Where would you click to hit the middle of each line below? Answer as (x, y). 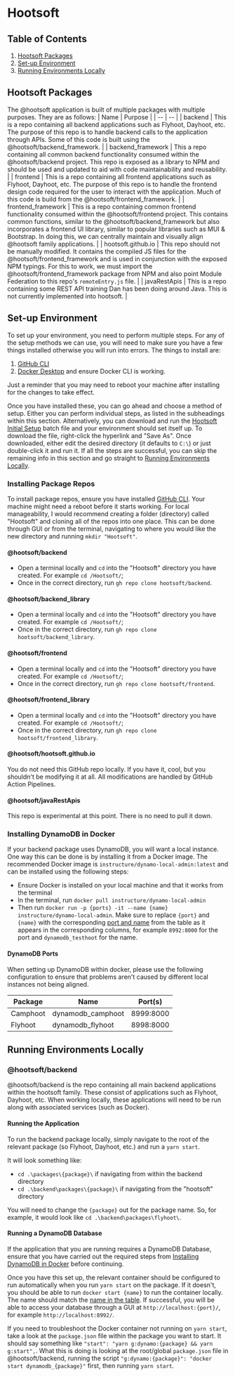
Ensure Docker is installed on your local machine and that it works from (120, 885)
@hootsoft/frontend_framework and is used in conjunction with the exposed (117, 258)
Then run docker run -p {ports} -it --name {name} (93, 908)
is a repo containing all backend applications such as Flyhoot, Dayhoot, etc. (116, 124)
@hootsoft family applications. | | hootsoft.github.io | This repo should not (114, 244)
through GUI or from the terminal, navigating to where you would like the (112, 529)
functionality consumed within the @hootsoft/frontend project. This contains (117, 214)
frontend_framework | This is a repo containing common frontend (102, 206)
